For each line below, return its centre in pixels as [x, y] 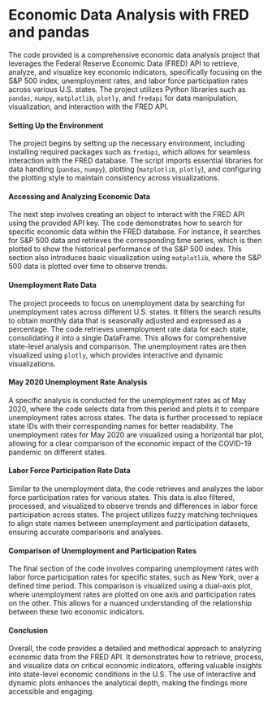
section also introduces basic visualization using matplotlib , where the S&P [135, 258]
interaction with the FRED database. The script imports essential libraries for [136, 161]
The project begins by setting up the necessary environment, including [127, 143]
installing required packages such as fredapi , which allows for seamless [130, 152]
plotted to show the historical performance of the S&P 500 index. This [125, 249]
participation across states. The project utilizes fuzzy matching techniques [133, 515]
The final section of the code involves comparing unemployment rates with [134, 569]
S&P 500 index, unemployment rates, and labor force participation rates [128, 80]
